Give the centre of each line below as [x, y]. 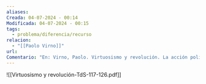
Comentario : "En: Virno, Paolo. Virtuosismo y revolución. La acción [97, 57]
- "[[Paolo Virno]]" [38, 46]
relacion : [19, 40]
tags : [13, 29]
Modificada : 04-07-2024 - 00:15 [48, 23]
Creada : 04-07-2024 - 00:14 [42, 18]
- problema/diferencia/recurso [52, 35]
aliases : [17, 12]
